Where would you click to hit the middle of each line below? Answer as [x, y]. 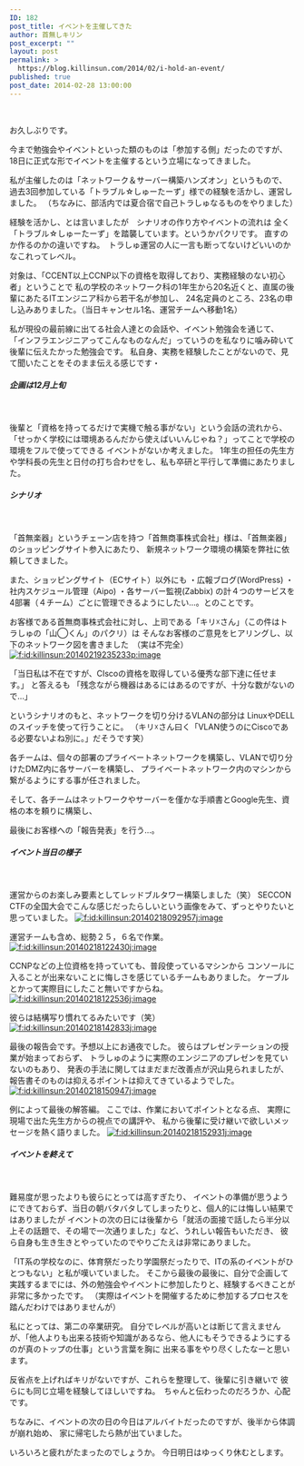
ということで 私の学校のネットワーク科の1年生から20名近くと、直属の [156, 286]
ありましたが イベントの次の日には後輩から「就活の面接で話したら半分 [149, 1219]
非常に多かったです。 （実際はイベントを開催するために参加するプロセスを [149, 1295]
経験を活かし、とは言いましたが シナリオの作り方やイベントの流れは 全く [150, 222]
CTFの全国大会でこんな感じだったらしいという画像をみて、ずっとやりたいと [152, 906]
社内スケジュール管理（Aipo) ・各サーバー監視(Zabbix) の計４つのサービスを [152, 590]
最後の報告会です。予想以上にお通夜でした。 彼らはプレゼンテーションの [145, 1046]
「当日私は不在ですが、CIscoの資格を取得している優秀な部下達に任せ [139, 673]
